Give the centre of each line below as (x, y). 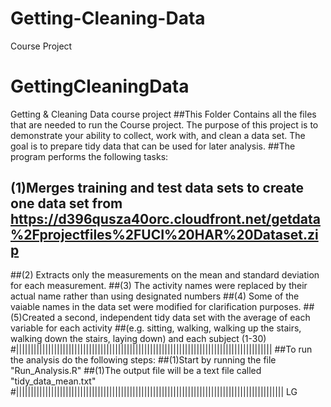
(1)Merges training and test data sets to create (157, 188)
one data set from (66, 203)
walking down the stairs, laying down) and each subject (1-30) (138, 338)
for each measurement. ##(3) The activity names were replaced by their (159, 285)
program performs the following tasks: (89, 156)
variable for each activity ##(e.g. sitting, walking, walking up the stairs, (156, 328)
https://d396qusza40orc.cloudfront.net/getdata (165, 219)
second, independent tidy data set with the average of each (187, 317)
